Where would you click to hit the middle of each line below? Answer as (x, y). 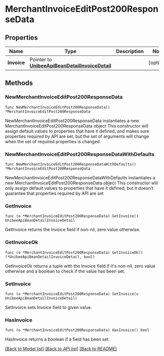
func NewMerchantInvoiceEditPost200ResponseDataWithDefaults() (71, 164)
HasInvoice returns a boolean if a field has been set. (57, 339)
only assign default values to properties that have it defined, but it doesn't (79, 188)
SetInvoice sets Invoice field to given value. (49, 307)
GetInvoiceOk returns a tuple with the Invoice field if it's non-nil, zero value (80, 266)
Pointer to (41, 60)
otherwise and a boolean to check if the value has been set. (65, 271)
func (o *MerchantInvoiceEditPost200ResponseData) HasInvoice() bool (77, 330)
